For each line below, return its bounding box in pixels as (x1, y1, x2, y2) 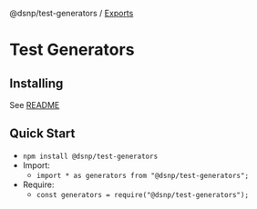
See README (9, 100, 60, 110)
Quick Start (9, 126, 76, 142)
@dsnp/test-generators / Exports (9, 8, 134, 18)
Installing (9, 75, 64, 91)
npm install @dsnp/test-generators (22, 152, 159, 161)
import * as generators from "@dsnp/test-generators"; (36, 171, 249, 180)
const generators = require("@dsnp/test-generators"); (36, 190, 249, 199)
